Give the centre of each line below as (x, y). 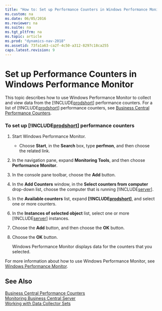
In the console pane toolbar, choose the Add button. (64, 174)
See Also (19, 281)
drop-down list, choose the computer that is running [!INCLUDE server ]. (83, 189)
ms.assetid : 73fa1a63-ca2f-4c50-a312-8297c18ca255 (57, 46)
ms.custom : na (19, 14)
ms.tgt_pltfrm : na (23, 32)
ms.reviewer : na (21, 23)
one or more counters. (34, 203)
